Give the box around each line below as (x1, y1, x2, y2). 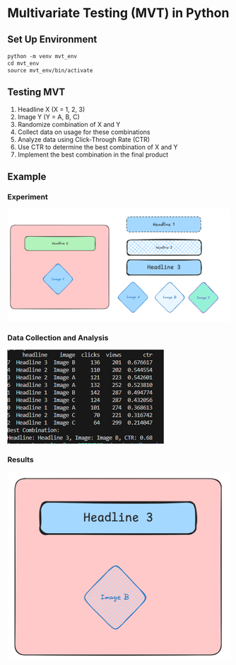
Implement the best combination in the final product (17, 150, 169, 159)
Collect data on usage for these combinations (17, 128, 151, 136)
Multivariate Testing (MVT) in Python (7, 5, 230, 21)
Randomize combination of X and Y (17, 120, 121, 128)
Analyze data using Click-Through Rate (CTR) (17, 135, 151, 143)
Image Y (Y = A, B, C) (17, 112, 80, 121)
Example (7, 171, 47, 183)
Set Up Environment (7, 33, 98, 45)
